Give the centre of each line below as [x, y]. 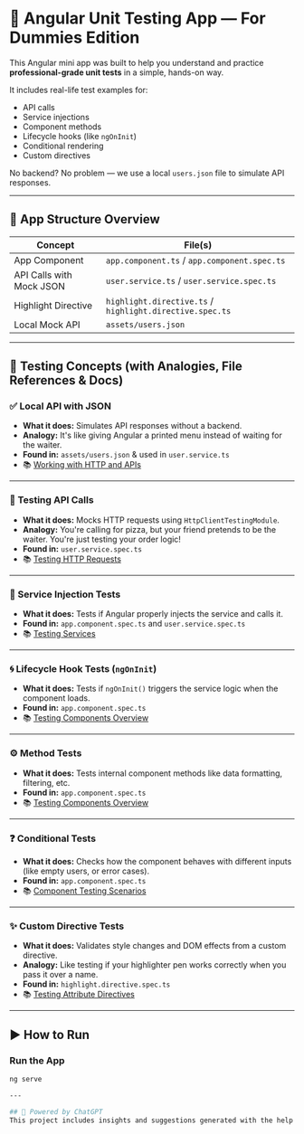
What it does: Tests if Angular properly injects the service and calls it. [152, 614]
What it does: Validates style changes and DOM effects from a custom [154, 946]
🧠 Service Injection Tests [65, 594]
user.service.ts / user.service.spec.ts [191, 280]
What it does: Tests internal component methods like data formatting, [152, 773]
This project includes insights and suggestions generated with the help [152, 1120]
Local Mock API [47, 325]
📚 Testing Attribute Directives [79, 995]
